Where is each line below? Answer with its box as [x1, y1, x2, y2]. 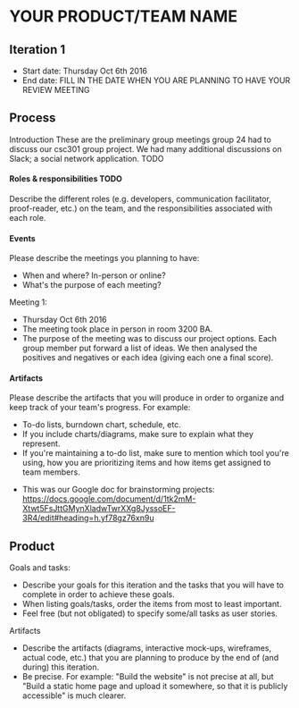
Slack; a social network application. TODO [9, 153, 164, 164]
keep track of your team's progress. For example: [9, 402, 191, 413]
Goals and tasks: [9, 562, 71, 573]
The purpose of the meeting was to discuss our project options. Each [21, 333, 278, 344]
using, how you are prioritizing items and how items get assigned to [21, 458, 271, 468]
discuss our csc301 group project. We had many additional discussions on [9, 143, 283, 154]
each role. [9, 213, 46, 223]
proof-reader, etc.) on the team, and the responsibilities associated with [9, 203, 273, 214]
